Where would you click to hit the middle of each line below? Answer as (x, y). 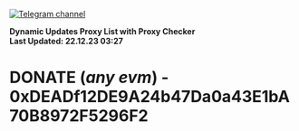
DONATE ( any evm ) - (89, 78)
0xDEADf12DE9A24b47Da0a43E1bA (149, 97)
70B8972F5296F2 (79, 116)
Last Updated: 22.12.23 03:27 (67, 41)
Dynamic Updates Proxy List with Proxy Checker (102, 31)
